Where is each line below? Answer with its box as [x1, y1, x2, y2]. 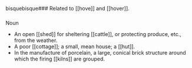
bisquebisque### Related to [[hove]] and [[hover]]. [5, 5, 130, 12]
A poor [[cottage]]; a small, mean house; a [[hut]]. [14, 43, 135, 50]
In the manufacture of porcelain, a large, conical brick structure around [14, 49, 186, 56]
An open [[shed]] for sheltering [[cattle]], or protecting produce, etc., [14, 30, 182, 37]
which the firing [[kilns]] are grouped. [14, 55, 105, 62]
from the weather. [14, 37, 58, 44]
